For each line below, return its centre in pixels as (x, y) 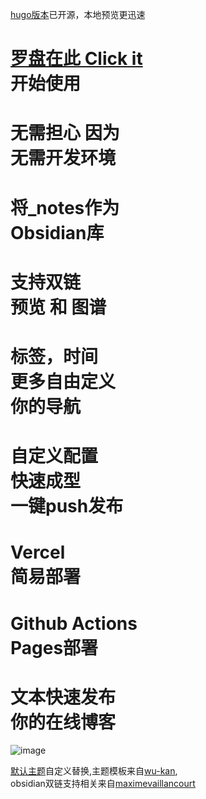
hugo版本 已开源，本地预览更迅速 (78, 14)
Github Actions (74, 623)
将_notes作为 (65, 207)
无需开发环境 (63, 158)
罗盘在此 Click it (76, 59)
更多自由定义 (63, 381)
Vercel (38, 552)
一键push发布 (67, 506)
